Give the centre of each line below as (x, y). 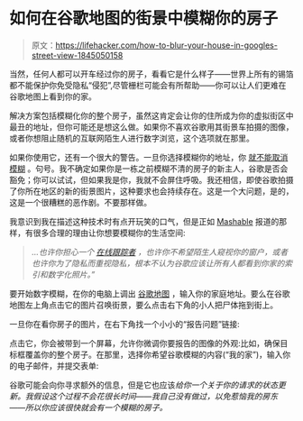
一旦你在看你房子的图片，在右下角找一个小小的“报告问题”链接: (125, 324)
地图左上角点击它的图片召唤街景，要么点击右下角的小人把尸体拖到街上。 (143, 305)
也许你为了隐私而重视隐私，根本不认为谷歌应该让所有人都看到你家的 (158, 263)
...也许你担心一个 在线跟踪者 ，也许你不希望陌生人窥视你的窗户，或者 (160, 252)
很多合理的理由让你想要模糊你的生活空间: (110, 233)
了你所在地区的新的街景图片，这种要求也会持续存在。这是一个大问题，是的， (151, 191)
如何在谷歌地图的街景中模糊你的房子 (144, 18)
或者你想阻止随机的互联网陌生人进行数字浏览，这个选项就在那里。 (132, 138)
